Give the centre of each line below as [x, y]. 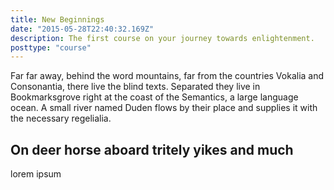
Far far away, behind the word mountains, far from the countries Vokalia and [167, 76]
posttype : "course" [51, 47]
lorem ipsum [36, 174]
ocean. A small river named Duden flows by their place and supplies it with [164, 108]
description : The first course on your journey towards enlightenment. [162, 38]
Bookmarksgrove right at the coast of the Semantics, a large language [154, 97]
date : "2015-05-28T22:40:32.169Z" [82, 29]
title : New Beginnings [57, 19]
